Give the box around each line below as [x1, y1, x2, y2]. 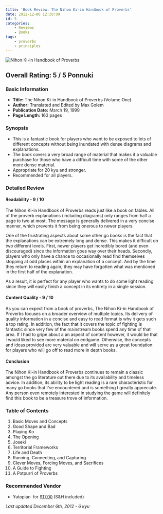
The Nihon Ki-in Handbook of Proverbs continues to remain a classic [5, 369, 143, 375]
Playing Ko [12, 429, 35, 435]
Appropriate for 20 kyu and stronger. [12, 167, 87, 173]
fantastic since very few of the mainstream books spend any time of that [5, 326, 151, 332]
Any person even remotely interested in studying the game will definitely [5, 390, 150, 396]
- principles [14, 44, 41, 48]
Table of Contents [5, 407, 49, 414]
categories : [5, 21, 30, 26]
